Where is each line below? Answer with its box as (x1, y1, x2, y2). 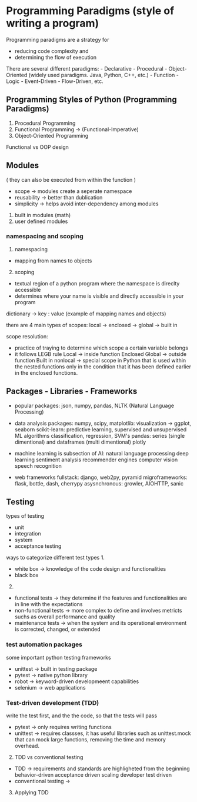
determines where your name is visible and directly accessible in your (14, 292, 184, 299)
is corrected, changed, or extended (14, 625, 101, 633)
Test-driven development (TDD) (6, 698, 99, 707)
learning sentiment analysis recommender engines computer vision (14, 456, 178, 463)
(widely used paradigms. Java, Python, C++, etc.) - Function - (28, 71, 179, 78)
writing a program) (6, 16, 99, 30)
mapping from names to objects (14, 257, 92, 264)
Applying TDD (14, 789, 49, 796)
